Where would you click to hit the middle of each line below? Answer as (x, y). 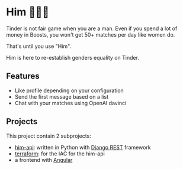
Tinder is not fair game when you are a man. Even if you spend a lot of (92, 28)
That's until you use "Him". (39, 46)
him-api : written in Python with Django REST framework (83, 147)
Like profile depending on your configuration (69, 90)
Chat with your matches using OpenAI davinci (70, 103)
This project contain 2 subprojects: (49, 136)
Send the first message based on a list (61, 96)
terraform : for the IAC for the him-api (60, 154)
